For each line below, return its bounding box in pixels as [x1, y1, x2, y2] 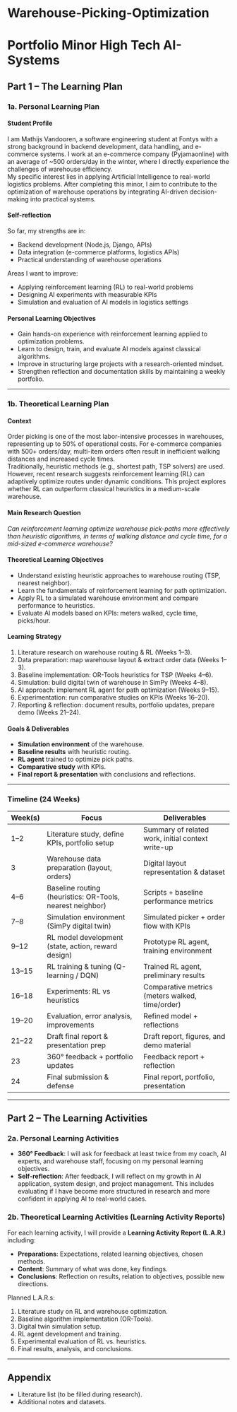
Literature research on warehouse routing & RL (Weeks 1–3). [17, 648, 193, 657]
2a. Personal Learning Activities [7, 1133, 119, 1143]
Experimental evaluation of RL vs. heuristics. [17, 1337, 147, 1346]
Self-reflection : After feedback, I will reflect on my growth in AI [17, 1172, 202, 1181]
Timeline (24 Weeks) [7, 794, 80, 804]
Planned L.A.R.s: [7, 1293, 55, 1302]
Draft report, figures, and [143, 1031, 226, 1041]
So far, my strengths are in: [7, 227, 86, 235]
